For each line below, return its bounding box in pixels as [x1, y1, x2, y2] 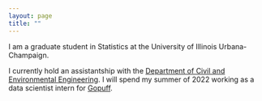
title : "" [8, 19, 42, 27]
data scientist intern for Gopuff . [8, 82, 114, 93]
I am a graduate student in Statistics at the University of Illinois [8, 41, 217, 51]
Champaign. [8, 50, 49, 60]
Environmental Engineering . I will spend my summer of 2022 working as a [8, 74, 255, 84]
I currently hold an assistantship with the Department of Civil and [8, 65, 225, 75]
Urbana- [218, 41, 247, 51]
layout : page [8, 11, 53, 20]
